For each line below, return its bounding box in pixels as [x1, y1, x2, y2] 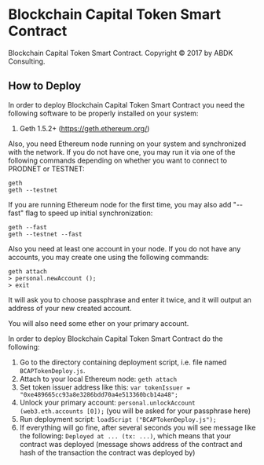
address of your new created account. [8, 303, 132, 313]
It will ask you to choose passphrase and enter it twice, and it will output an [8, 295, 251, 304]
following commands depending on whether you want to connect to [8, 156, 228, 165]
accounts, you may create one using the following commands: [8, 252, 210, 262]
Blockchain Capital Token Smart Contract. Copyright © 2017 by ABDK [8, 48, 233, 57]
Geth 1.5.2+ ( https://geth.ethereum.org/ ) [19, 123, 150, 133]
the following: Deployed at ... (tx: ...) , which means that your [19, 430, 232, 441]
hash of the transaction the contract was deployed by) [19, 448, 196, 457]
